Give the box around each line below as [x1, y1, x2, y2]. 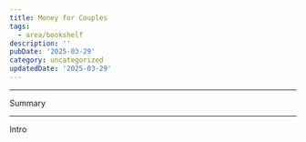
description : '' [9, 38, 71, 48]
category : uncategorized [9, 56, 104, 65]
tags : [9, 22, 30, 31]
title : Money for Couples [9, 13, 107, 23]
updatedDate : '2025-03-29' [9, 65, 112, 74]
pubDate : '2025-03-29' [9, 47, 96, 56]
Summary [9, 97, 46, 108]
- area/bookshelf [17, 30, 84, 39]
